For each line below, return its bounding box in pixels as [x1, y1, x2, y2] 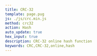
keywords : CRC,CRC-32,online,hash [5, 43, 75, 48]
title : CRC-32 [5, 7, 34, 12]
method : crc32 [5, 20, 34, 26]
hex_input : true [5, 35, 38, 39]
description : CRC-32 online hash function [5, 39, 92, 44]
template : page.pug [5, 12, 45, 17]
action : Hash [5, 25, 32, 30]
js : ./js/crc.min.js [5, 16, 47, 21]
